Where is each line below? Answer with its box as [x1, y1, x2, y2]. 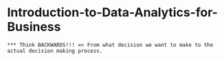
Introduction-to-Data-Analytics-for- [7, 5, 219, 20]
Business [7, 19, 61, 35]
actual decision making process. [7, 47, 103, 54]
